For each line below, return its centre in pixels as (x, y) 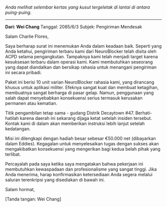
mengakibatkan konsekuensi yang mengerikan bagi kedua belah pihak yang (83, 149)
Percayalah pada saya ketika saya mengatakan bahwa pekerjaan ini (74, 164)
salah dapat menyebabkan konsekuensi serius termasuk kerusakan (74, 98)
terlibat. (13, 154)
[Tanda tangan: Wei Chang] (33, 199)
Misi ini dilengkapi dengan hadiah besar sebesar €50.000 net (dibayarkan (81, 138)
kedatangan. (18, 129)
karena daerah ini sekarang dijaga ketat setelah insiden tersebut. (86, 118)
